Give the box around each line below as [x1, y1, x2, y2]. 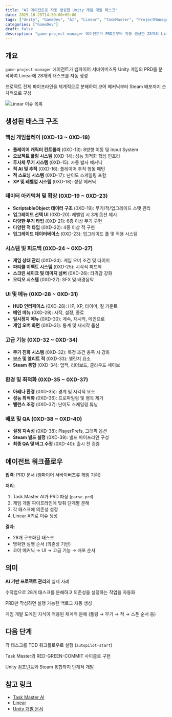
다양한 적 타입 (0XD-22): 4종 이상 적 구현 [12, 224, 95, 230]
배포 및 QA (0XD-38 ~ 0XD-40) [5, 415, 82, 423]
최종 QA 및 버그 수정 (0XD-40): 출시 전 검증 [12, 441, 100, 447]
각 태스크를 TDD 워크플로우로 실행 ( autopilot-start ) [5, 642, 113, 648]
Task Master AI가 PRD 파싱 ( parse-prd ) [12, 494, 94, 500]
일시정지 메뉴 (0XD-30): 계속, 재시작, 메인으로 [12, 316, 105, 322]
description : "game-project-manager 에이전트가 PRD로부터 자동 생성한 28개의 [5, 31, 159, 36]
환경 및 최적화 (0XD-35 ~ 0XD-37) [5, 376, 89, 383]
